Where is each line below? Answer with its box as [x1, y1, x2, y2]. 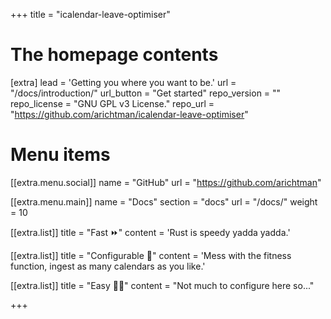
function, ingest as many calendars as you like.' [10, 260, 206, 272]
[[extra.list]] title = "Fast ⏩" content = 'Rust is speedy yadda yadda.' [10, 226, 291, 238]
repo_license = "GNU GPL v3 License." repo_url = [10, 97, 215, 109]
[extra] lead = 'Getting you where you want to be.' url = [10, 76, 237, 88]
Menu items [10, 144, 111, 166]
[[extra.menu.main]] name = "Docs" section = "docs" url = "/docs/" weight [10, 195, 318, 208]
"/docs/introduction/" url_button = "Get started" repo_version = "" [10, 87, 282, 99]
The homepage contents [10, 44, 219, 66]
